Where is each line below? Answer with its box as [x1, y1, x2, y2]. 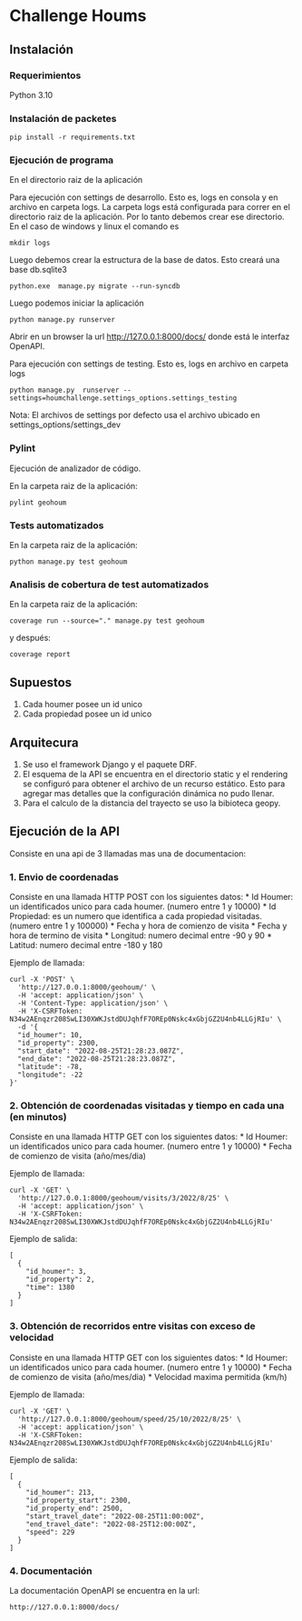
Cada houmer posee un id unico [22, 699, 143, 710]
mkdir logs [9, 238, 51, 248]
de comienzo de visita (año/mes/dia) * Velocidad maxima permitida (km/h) [9, 1371, 287, 1382]
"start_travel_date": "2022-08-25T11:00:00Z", [25, 1511, 205, 1521]
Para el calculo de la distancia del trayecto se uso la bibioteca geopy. [22, 797, 281, 808]
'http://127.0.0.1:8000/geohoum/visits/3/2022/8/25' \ [17, 1194, 229, 1203]
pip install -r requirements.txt [9, 133, 136, 142]
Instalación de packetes [9, 112, 117, 125]
